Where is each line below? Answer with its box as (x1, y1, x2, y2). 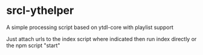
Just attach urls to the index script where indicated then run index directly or (6, 35, 197, 42)
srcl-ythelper (6, 4, 74, 18)
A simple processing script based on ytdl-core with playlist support (6, 24, 173, 31)
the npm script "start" (6, 42, 60, 49)
